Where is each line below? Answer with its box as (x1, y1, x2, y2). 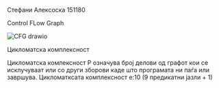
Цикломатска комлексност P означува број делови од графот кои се (7, 59, 209, 67)
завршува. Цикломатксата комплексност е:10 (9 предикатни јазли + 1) (7, 73, 214, 81)
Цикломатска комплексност (7, 46, 90, 53)
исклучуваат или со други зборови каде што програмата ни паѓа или (7, 66, 210, 74)
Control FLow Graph (7, 19, 64, 27)
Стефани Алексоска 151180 (7, 6, 86, 14)
